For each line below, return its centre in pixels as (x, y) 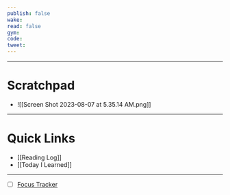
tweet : (16, 45)
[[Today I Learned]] (44, 164)
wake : (15, 20)
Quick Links (41, 139)
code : (15, 39)
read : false (24, 26)
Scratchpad (41, 86)
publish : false (29, 13)
